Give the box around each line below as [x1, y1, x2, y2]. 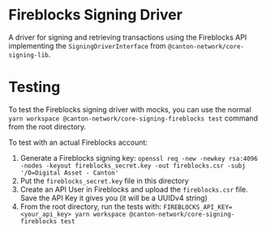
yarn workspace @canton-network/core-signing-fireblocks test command [8, 113, 258, 123]
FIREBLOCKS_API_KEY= [163, 203, 233, 211]
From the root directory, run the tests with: [19, 201, 162, 211]
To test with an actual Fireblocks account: [8, 137, 148, 147]
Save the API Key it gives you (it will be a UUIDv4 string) [19, 192, 208, 203]
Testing [8, 78, 61, 96]
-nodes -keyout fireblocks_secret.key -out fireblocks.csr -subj [19, 162, 246, 170]
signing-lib [8, 51, 49, 59]
